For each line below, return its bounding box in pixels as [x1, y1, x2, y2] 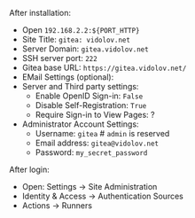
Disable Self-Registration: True [35, 100, 147, 110]
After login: [9, 164, 51, 175]
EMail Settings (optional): [21, 72, 114, 82]
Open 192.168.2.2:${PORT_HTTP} [21, 25, 140, 35]
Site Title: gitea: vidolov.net [21, 35, 131, 44]
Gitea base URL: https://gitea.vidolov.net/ [21, 62, 187, 73]
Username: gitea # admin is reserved [35, 128, 170, 138]
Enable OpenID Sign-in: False [35, 90, 144, 101]
